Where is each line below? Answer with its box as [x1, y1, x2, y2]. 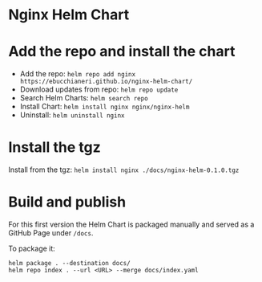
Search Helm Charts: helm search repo [19, 93, 148, 103]
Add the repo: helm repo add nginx [19, 69, 136, 79]
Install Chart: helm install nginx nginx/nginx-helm [19, 102, 190, 112]
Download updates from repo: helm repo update [19, 84, 179, 94]
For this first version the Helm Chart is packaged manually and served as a [8, 219, 255, 229]
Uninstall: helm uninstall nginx [19, 110, 125, 120]
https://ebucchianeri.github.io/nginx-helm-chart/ [19, 78, 193, 86]
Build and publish [8, 193, 127, 211]
